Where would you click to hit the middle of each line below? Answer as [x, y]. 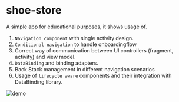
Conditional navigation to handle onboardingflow [76, 44]
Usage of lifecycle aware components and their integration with [93, 75]
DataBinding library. [39, 82]
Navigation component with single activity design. [74, 38]
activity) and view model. [45, 57]
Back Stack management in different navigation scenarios [84, 69]
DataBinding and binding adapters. [57, 63]
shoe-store [34, 10]
